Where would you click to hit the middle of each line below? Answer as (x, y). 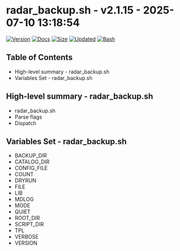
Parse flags (28, 117)
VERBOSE (27, 237)
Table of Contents (40, 57)
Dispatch (25, 123)
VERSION (26, 243)
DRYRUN (26, 180)
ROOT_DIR (27, 218)
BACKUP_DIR (30, 156)
